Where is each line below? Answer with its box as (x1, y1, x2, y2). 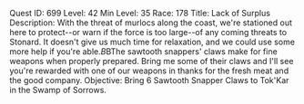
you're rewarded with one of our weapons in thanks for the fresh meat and (9, 65, 289, 76)
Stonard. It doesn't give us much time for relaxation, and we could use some (9, 36, 296, 47)
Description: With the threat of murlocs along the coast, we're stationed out (9, 17, 293, 28)
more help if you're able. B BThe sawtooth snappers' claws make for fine (9, 46, 278, 57)
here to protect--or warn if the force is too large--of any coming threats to (9, 27, 288, 37)
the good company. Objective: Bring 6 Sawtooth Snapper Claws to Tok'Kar (9, 75, 289, 85)
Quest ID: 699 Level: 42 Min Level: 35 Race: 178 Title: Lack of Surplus (9, 8, 271, 18)
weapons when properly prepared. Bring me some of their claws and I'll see (9, 56, 294, 66)
